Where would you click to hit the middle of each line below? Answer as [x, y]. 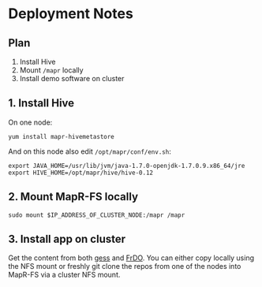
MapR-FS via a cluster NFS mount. [64, 275]
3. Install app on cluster [67, 239]
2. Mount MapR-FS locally [73, 197]
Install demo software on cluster [72, 78]
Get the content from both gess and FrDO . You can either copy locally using [131, 258]
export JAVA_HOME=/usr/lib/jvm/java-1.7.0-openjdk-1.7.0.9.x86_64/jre [127, 166]
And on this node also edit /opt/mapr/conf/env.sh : [90, 151]
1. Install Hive [41, 103]
